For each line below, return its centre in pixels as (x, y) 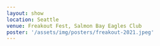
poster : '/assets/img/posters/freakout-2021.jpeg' (80, 32)
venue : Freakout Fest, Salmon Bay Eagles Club (74, 26)
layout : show (25, 13)
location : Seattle (33, 20)
